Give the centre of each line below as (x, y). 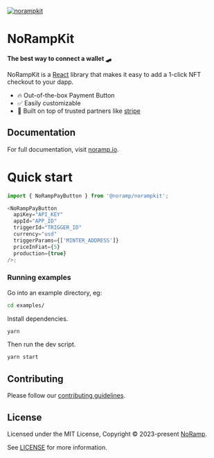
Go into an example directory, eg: (55, 292)
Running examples (39, 278)
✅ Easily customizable (49, 103)
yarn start (23, 357)
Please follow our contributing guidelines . (66, 396)
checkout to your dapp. (41, 82)
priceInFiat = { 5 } (37, 247)
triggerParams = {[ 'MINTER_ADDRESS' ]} (66, 240)
